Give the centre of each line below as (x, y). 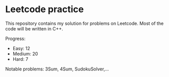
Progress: (15, 38)
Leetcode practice (45, 9)
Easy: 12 (21, 48)
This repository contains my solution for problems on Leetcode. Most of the (84, 23)
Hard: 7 (20, 59)
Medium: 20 (25, 54)
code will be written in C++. (34, 28)
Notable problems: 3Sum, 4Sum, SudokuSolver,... (57, 69)
